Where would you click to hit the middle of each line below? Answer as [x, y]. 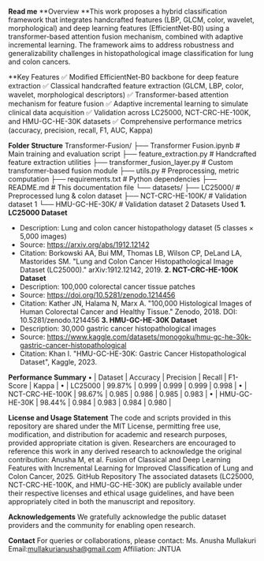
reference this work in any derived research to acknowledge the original [125, 451]
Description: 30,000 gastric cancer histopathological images [118, 328]
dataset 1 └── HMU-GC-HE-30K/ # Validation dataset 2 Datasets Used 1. [127, 204]
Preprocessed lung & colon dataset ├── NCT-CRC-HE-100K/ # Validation [127, 196]
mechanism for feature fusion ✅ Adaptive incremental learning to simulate [128, 103]
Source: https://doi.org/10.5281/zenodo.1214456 [97, 295]
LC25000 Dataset [38, 213]
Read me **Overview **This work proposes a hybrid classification [117, 11]
